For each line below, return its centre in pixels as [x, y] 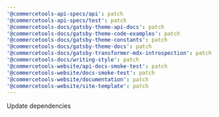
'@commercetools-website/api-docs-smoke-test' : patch [87, 66]
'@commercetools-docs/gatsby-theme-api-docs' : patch [86, 27]
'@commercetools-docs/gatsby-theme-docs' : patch [79, 47]
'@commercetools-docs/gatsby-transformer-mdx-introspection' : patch [109, 54]
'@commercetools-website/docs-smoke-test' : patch [81, 73]
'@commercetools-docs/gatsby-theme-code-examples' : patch [93, 33]
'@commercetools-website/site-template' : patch [78, 86]
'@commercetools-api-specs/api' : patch [65, 14]
